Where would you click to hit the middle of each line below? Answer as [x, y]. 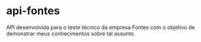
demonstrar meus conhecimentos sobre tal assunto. [71, 33]
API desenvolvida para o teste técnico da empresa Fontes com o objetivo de [100, 27]
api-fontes [33, 11]
